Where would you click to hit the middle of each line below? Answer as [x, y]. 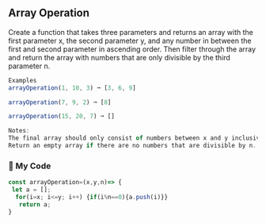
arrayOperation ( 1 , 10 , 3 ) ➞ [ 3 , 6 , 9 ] [72, 88]
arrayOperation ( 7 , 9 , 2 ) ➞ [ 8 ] [60, 102]
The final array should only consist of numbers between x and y [118, 138]
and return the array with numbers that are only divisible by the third [120, 57]
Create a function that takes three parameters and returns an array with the [131, 32]
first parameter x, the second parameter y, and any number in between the [130, 40]
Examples [23, 80]
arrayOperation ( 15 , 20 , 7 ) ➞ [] [61, 117]
